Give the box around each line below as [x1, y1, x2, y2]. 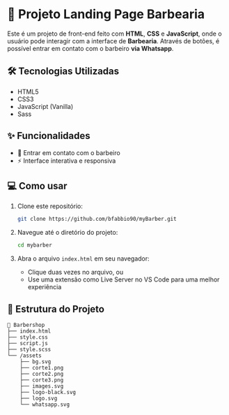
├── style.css [7, 333, 49, 341]
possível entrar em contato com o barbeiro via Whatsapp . [7, 44, 174, 52]
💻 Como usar [7, 180, 68, 191]
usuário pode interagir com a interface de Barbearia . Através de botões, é [7, 36, 220, 45]
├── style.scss [7, 346, 52, 353]
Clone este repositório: [17, 202, 84, 210]
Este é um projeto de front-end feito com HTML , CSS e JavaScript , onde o [7, 29, 222, 38]
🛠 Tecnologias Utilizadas [7, 66, 120, 78]
